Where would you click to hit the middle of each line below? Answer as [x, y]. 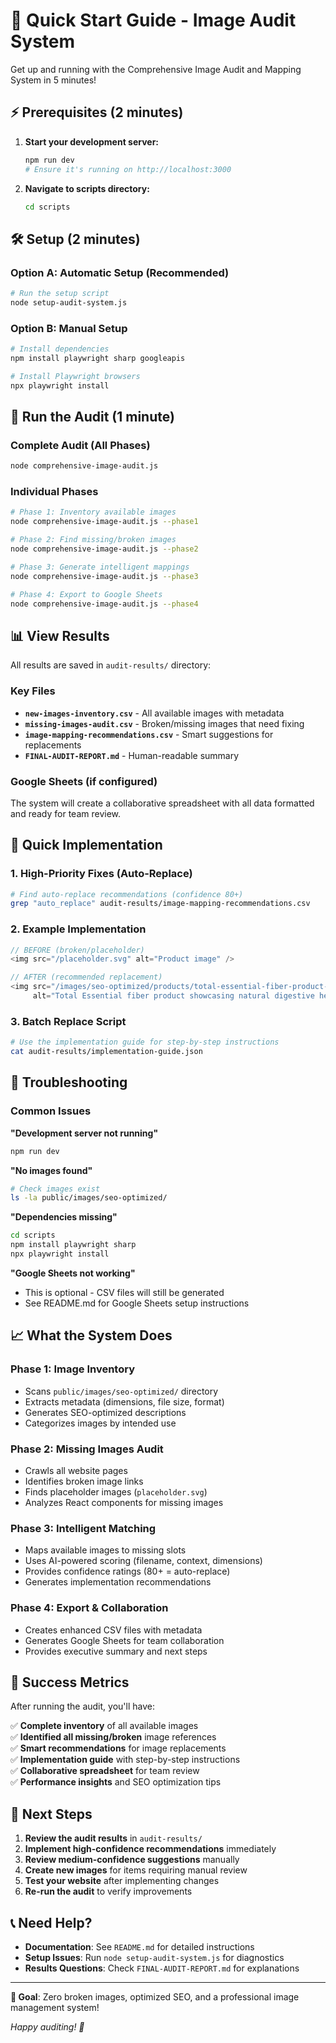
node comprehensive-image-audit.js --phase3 [104, 576]
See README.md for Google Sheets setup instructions [137, 1303]
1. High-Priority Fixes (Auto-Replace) [101, 874]
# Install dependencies [60, 349]
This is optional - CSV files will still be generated [124, 1292]
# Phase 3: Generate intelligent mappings [100, 567]
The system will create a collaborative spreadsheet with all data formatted [162, 803]
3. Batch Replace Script [68, 1021]
